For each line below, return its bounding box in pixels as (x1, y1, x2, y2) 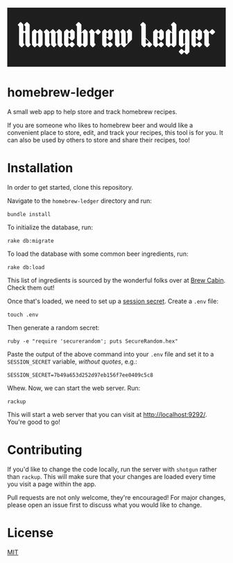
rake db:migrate (7, 237, 54, 244)
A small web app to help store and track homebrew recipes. (7, 108, 178, 116)
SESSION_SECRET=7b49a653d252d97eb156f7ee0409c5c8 (7, 371, 154, 379)
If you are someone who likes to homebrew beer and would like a (7, 121, 193, 129)
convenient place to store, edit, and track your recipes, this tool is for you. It (7, 129, 223, 137)
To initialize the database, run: (7, 223, 94, 231)
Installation (7, 161, 74, 176)
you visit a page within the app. (7, 480, 97, 488)
